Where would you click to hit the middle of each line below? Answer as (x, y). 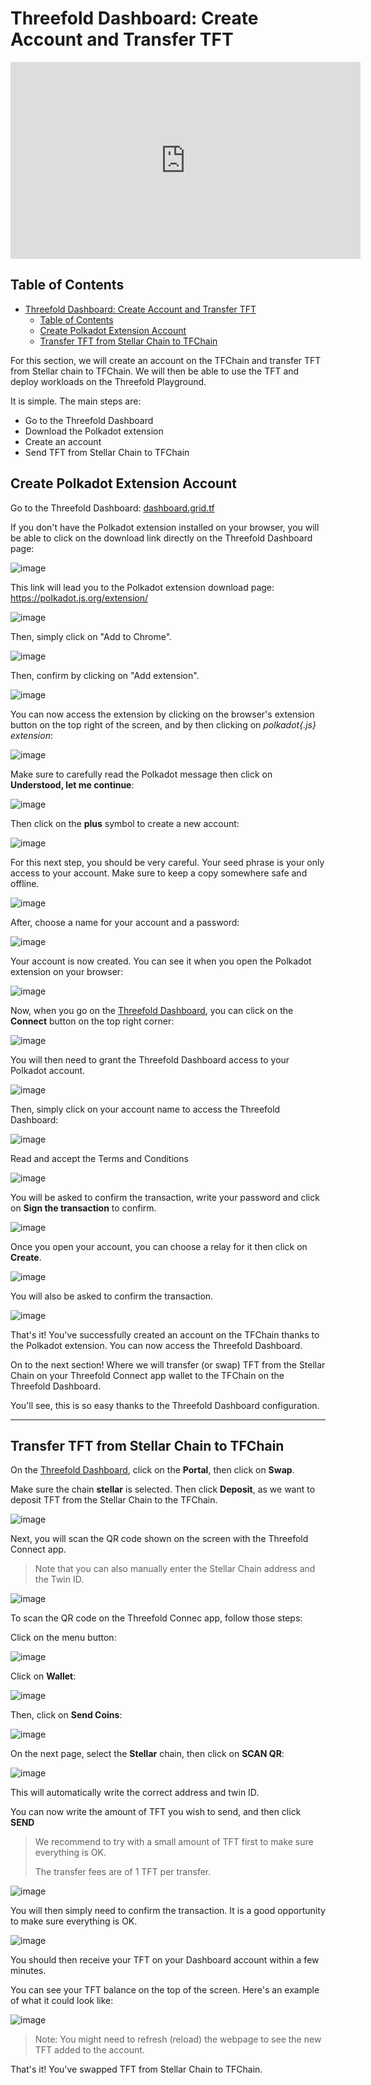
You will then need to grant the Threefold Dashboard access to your (150, 1059)
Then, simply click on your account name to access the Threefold (145, 1109)
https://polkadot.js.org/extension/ (79, 598)
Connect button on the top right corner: (92, 1021)
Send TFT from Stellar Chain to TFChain (107, 452)
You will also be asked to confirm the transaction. (112, 1296)
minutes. (28, 1971)
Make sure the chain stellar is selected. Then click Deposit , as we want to (163, 1489)
